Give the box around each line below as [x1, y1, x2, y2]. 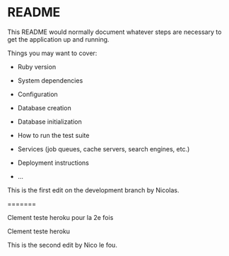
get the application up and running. [7, 35, 110, 43]
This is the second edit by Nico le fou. [7, 240, 118, 249]
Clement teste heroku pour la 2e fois [7, 213, 114, 221]
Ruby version [17, 62, 57, 71]
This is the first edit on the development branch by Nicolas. [7, 185, 180, 194]
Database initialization [17, 117, 83, 126]
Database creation [17, 103, 72, 112]
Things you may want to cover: [7, 49, 98, 57]
